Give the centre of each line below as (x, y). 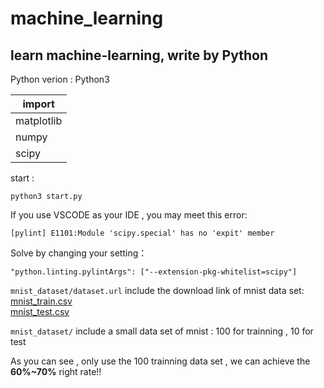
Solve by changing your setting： (79, 253)
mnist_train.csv (41, 301)
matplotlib (39, 120)
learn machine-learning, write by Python (139, 55)
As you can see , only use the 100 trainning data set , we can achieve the (160, 361)
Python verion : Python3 (60, 79)
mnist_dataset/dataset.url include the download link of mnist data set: (157, 290)
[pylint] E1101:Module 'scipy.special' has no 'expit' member (142, 233)
